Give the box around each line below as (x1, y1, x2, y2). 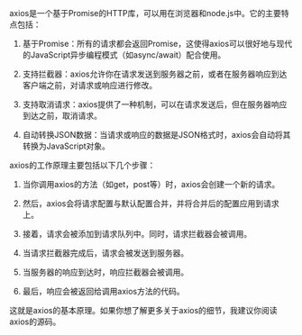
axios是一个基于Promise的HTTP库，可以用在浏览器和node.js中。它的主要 (9, 8, 281, 18)
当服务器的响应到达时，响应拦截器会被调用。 (22, 267, 189, 277)
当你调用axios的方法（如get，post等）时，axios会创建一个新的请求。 (22, 179, 280, 189)
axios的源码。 (9, 316, 61, 327)
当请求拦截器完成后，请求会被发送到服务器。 (22, 248, 189, 258)
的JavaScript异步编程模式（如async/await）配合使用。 (22, 50, 226, 60)
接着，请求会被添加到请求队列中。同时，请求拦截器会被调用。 (22, 229, 252, 239)
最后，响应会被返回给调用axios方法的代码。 (22, 286, 185, 296)
